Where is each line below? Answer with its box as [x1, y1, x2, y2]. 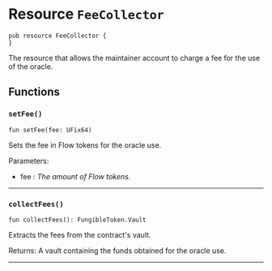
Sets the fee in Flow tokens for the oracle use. [8, 140, 162, 150]
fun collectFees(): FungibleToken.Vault [8, 216, 147, 224]
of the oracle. [8, 62, 53, 71]
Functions [8, 85, 61, 99]
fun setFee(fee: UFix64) [8, 126, 92, 134]
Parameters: [8, 156, 49, 166]
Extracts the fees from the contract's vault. [8, 230, 151, 239]
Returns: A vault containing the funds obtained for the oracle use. [8, 245, 227, 256]
